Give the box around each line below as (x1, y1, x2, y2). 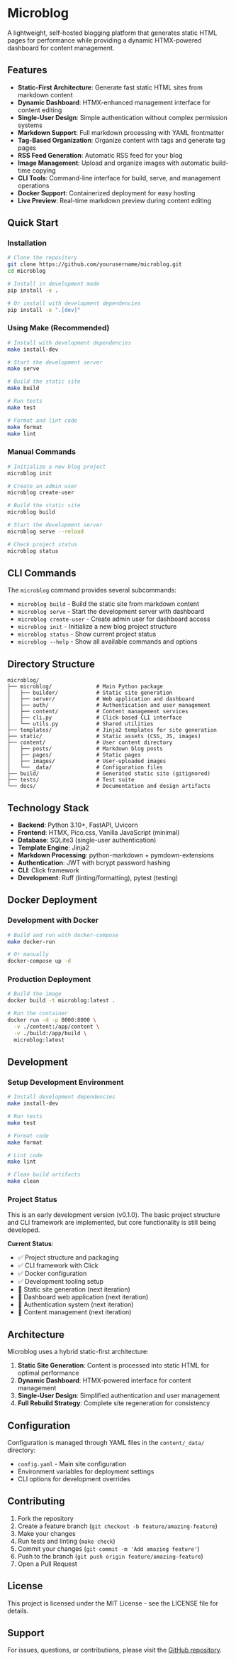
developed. (7, 1226, 40, 1234)
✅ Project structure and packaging (17, 1253, 119, 1262)
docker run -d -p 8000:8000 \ (7, 1017, 97, 1024)
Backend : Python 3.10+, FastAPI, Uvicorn (17, 821, 138, 829)
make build (7, 385, 40, 392)
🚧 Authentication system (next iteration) (17, 1300, 134, 1309)
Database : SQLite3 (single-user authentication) (17, 835, 157, 844)
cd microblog (7, 268, 46, 275)
